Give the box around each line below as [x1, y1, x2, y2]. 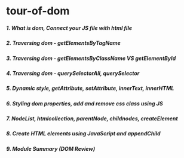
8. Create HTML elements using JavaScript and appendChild [6, 130, 161, 137]
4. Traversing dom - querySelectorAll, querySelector [6, 69, 140, 77]
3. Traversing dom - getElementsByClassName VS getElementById [6, 54, 176, 62]
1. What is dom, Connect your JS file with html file [6, 24, 133, 31]
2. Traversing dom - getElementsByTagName [6, 39, 121, 47]
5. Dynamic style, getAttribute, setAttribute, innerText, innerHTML [6, 85, 174, 92]
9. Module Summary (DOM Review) [6, 145, 96, 152]
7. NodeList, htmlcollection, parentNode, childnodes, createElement [6, 115, 178, 122]
